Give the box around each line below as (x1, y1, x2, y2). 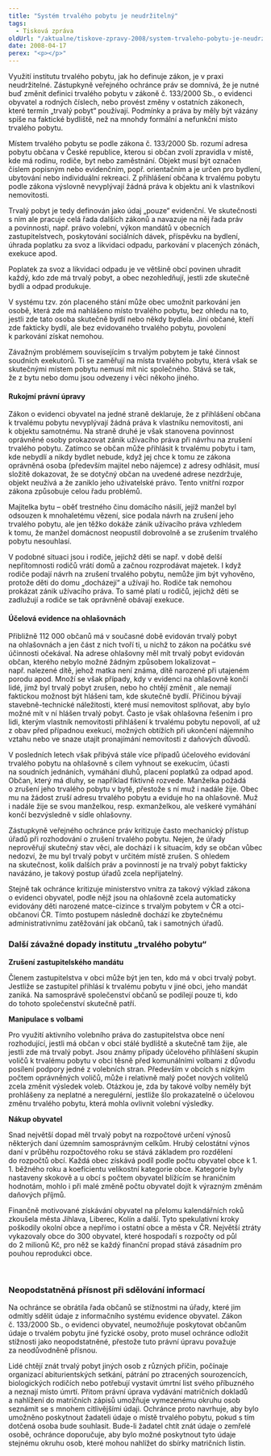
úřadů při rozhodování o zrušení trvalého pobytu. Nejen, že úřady (8, 834, 226, 844)
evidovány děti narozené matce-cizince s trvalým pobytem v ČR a (8, 901, 227, 911)
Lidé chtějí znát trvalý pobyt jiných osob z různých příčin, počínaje (8, 1362, 229, 1370)
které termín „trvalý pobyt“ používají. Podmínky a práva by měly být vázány (8, 106, 258, 115)
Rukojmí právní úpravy (8, 391, 86, 401)
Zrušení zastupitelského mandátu (8, 957, 124, 967)
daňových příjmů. (8, 1190, 66, 1199)
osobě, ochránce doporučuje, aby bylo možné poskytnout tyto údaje (8, 1430, 236, 1439)
